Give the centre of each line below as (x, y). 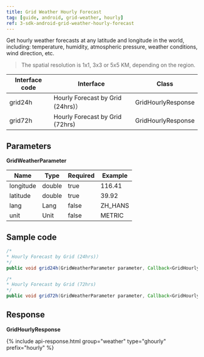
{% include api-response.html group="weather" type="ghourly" (86, 341)
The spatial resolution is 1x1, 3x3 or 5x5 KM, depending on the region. (108, 65)
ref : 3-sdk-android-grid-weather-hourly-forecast (70, 23)
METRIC (112, 216)
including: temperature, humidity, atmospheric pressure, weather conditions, (102, 47)
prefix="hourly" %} (30, 347)
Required (81, 175)
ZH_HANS (115, 206)
